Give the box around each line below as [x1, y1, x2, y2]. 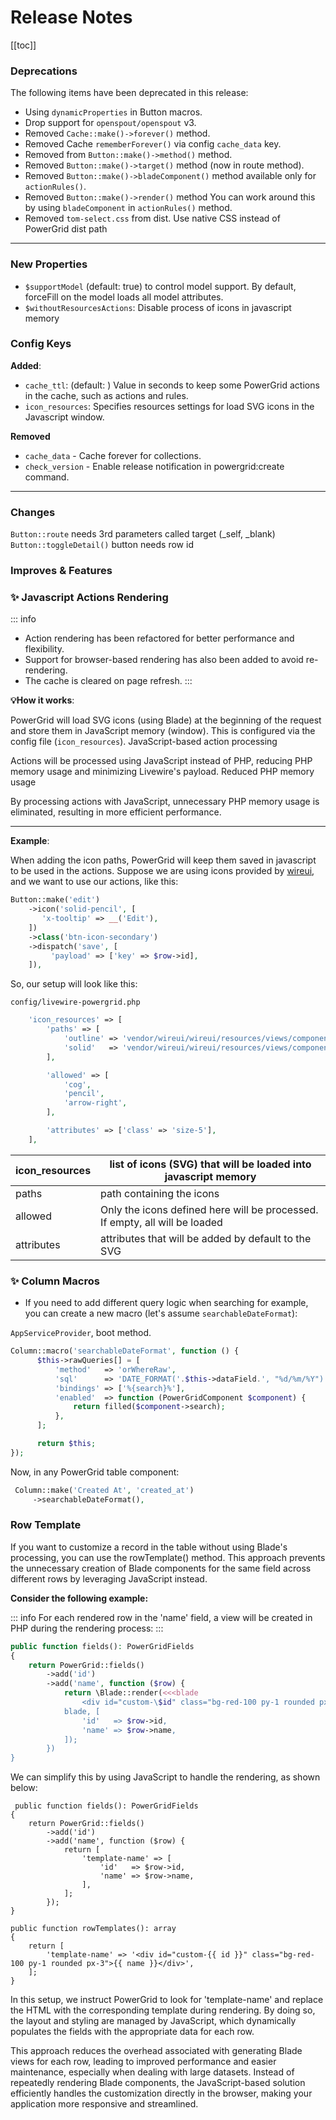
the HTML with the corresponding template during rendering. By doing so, [10, 2004, 316, 2016]
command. [24, 471, 70, 483]
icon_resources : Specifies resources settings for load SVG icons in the [24, 400, 315, 412]
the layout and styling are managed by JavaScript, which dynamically [10, 2015, 297, 2027]
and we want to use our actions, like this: [10, 876, 179, 888]
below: [10, 1782, 38, 1794]
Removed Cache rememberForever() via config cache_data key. [24, 138, 282, 150]
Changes [10, 505, 56, 519]
